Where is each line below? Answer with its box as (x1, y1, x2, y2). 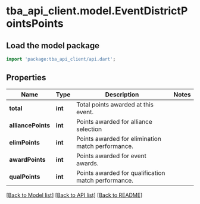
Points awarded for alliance (76, 117, 153, 125)
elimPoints (9, 138, 40, 146)
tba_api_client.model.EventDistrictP (6, 4, 188, 18)
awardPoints (9, 155, 46, 164)
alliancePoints (9, 121, 51, 129)
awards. (76, 159, 99, 167)
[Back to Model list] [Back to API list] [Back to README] (6, 192, 143, 199)
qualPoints (9, 172, 40, 181)
